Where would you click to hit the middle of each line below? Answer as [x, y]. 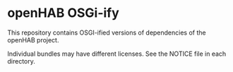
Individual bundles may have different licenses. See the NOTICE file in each [117, 54]
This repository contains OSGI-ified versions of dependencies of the [107, 32]
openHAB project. [33, 40]
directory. [21, 61]
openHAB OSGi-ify [64, 13]
